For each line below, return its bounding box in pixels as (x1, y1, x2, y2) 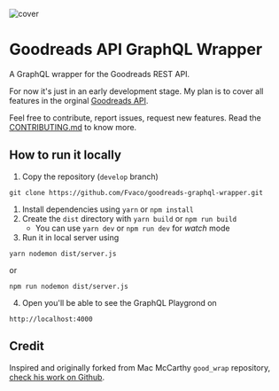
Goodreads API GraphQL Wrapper (9, 40, 263, 59)
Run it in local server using (21, 231, 120, 243)
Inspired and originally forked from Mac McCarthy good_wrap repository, (9, 362, 271, 372)
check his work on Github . (9, 371, 105, 382)
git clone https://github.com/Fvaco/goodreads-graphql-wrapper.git (9, 188, 264, 197)
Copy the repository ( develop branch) (21, 171, 159, 182)
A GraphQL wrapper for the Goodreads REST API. (9, 68, 190, 79)
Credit (9, 339, 44, 354)
